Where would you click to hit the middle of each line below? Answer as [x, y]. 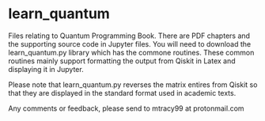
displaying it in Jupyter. [46, 69]
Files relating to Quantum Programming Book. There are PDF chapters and [129, 36]
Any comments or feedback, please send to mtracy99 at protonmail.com [126, 108]
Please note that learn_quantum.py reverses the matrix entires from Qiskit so [133, 85]
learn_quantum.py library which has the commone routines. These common [131, 52]
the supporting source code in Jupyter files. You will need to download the [130, 43]
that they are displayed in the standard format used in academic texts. [122, 93]
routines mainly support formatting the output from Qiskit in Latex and [122, 61]
